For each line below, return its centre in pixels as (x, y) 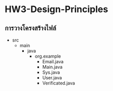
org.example (48, 56)
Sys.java (51, 72)
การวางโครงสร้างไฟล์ (30, 28)
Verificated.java (59, 83)
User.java (52, 78)
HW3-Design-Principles (56, 9)
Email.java (53, 61)
